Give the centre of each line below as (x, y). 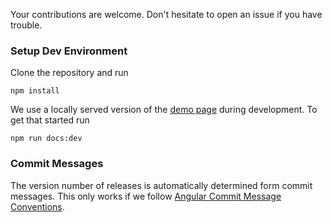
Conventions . (37, 206)
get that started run (50, 120)
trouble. (26, 25)
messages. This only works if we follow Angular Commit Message (146, 196)
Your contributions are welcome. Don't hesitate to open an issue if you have (166, 14)
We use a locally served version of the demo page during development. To (164, 110)
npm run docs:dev (46, 139)
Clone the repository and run (69, 73)
